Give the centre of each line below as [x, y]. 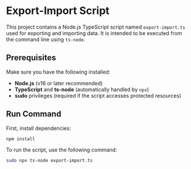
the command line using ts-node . [46, 39]
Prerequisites [31, 58]
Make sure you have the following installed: [58, 72]
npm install [21, 139]
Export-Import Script [58, 11]
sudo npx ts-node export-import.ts [50, 161]
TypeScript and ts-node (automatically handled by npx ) [82, 89]
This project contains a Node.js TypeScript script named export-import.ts [96, 27]
